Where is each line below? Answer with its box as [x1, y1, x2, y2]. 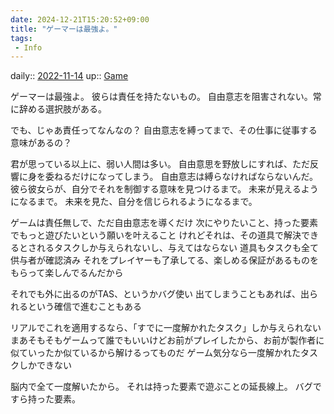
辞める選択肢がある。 [18, 103, 107, 115]
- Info [14, 42, 43, 53]
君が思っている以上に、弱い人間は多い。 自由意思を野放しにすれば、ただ [10, 158, 310, 170]
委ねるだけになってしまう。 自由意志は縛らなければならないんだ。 [44, 171, 318, 183]
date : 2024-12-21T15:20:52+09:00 [10, 14, 150, 25]
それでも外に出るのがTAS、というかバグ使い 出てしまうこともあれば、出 [10, 288, 310, 300]
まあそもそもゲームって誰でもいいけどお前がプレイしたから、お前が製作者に [10, 334, 325, 346]
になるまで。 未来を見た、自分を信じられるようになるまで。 [10, 196, 258, 208]
